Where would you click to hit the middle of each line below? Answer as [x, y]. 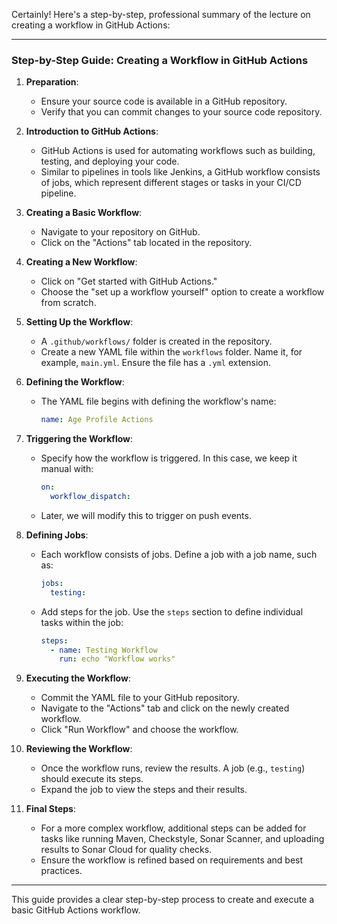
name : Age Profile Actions [97, 420]
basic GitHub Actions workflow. [76, 910]
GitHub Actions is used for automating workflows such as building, [178, 151]
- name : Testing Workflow [103, 650]
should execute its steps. [92, 779]
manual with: [67, 469]
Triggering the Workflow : [79, 439]
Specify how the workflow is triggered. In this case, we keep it [169, 458]
